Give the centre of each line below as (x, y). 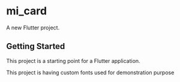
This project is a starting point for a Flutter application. (73, 60)
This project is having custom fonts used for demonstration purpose (90, 72)
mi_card (26, 11)
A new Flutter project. (33, 28)
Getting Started (36, 46)
